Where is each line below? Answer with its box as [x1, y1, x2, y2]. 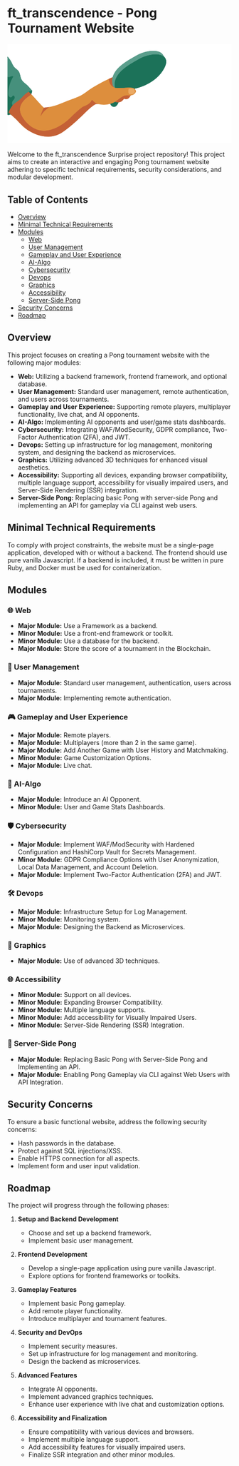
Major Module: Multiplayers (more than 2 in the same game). [17, 738, 197, 747]
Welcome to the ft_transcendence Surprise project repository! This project [7, 150, 225, 158]
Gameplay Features [17, 1285, 77, 1294]
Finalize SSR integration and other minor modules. [28, 1450, 176, 1459]
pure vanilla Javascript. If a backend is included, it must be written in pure [7, 555, 224, 565]
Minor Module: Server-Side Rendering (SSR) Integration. [17, 1021, 185, 1029]
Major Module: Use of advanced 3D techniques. [17, 956, 160, 965]
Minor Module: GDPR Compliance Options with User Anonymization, [17, 855, 220, 864]
